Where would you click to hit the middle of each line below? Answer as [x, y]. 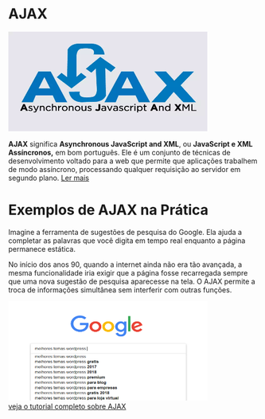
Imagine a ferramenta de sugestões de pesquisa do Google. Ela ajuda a [125, 232]
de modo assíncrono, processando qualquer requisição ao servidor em [125, 169]
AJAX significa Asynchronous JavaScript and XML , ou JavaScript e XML [131, 143]
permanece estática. [42, 249]
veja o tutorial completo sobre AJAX [67, 406]
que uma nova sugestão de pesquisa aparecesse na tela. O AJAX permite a [132, 281]
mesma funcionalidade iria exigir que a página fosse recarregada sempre [128, 272]
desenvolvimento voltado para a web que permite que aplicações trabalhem [133, 161]
